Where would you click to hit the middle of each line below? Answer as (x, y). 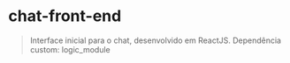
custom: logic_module (70, 49)
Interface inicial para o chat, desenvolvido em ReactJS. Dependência (156, 40)
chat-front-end (65, 16)
